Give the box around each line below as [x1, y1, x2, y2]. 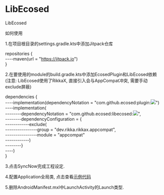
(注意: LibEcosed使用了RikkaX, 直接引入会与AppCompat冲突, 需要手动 [5, 77, 148, 83]
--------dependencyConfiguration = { [5, 116, 82, 122]
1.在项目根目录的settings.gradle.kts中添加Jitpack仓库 [5, 41, 113, 47]
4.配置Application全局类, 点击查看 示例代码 [5, 174, 91, 180]
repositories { [5, 51, 33, 57]
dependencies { [5, 93, 38, 100]
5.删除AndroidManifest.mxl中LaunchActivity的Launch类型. [5, 184, 124, 190]
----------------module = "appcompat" [5, 131, 85, 137]
